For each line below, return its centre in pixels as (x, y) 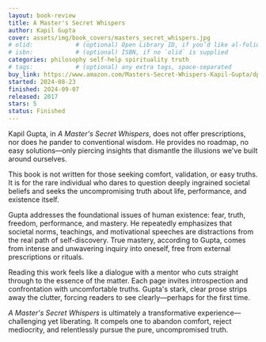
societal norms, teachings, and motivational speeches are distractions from (131, 232)
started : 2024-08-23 (42, 82)
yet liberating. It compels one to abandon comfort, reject (140, 321)
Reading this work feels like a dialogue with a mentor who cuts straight (123, 272)
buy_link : (25, 74)
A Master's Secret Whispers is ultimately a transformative (102, 313)
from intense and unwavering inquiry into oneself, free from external (120, 249)
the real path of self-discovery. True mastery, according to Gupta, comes (127, 240)
